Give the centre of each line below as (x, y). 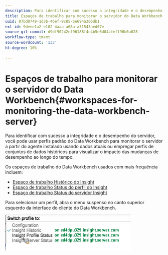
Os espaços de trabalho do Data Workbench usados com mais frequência (81, 167)
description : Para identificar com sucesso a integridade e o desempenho (84, 11)
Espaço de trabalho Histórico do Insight (53, 182)
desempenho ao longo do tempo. (40, 157)
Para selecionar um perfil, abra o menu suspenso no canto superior (75, 202)
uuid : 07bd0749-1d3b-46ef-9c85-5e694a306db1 (52, 21)
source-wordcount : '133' (31, 43)
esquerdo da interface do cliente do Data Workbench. (61, 208)
